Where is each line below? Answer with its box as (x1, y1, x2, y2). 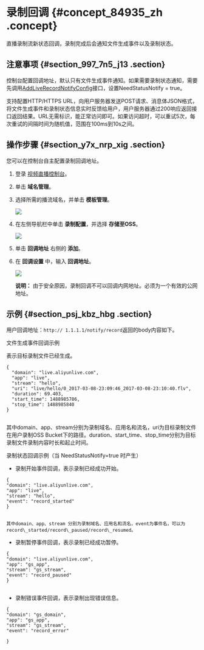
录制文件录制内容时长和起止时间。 (6, 439, 92, 447)
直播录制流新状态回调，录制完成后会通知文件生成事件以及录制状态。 (6, 40, 177, 47)
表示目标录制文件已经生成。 (6, 352, 76, 359)
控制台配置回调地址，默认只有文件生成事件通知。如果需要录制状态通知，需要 (6, 77, 198, 84)
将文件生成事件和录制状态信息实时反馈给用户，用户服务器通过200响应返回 (6, 105, 192, 112)
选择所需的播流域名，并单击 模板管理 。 (15, 196, 113, 203)
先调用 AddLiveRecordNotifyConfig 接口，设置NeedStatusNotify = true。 (6, 84, 186, 91)
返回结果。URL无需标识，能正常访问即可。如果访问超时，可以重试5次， (11, 112, 190, 119)
